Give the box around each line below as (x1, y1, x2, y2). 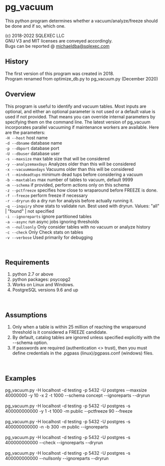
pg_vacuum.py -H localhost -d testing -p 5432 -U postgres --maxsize (5, 387, 147, 393)
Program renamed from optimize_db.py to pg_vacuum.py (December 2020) (5, 76, 158, 81)
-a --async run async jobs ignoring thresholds (5, 219, 100, 225)
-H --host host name (5, 135, 48, 141)
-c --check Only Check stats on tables (5, 229, 83, 235)
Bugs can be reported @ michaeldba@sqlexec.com (5, 43, 110, 49)
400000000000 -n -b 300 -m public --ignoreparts (5, 424, 109, 429)
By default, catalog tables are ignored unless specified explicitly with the (12, 335, 161, 341)
